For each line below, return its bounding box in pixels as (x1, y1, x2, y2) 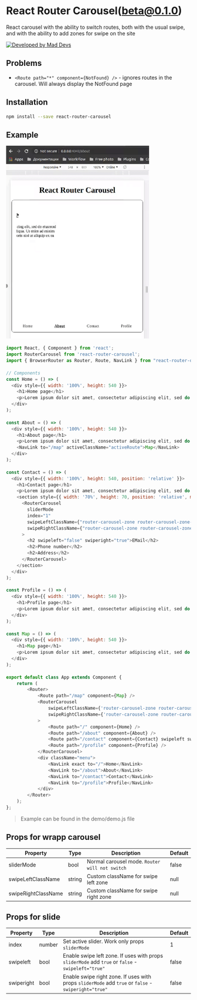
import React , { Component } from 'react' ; (6, 345, 114, 351)
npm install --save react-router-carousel (6, 114, 111, 119)
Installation (6, 97, 48, 107)
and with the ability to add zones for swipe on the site (6, 29, 136, 36)
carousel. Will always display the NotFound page (14, 80, 133, 87)
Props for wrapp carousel (6, 832, 101, 842)
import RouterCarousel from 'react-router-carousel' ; (6, 351, 141, 357)
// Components (6, 370, 41, 376)
